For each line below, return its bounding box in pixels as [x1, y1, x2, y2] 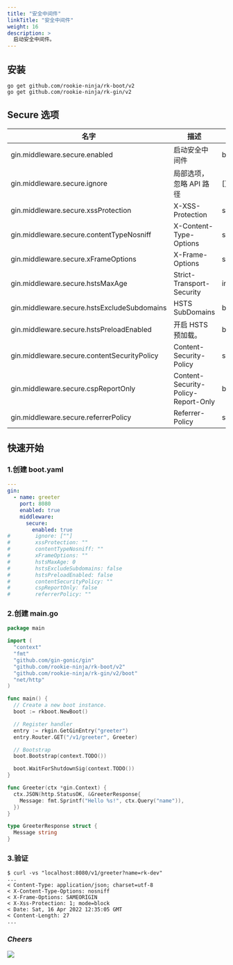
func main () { [7, 695, 49, 703]
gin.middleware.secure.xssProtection [10, 205, 132, 215]
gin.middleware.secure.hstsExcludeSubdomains [10, 303, 167, 312]
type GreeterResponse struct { [7, 822, 98, 830]
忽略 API [173, 179, 201, 189]
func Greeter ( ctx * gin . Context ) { [7, 784, 107, 792]
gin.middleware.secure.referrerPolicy [10, 412, 132, 422]
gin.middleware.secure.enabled [10, 150, 113, 159]
